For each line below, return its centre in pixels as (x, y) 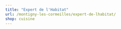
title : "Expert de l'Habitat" (37, 10)
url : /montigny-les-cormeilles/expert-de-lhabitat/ (60, 14)
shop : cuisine (20, 19)
